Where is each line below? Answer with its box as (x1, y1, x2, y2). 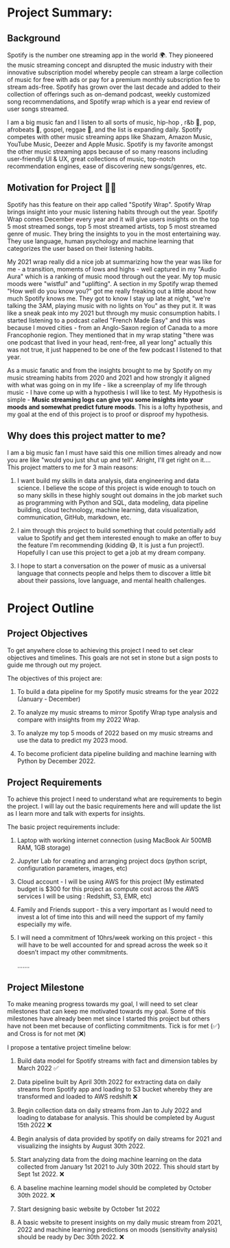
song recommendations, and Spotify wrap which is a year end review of (7, 98, 211, 105)
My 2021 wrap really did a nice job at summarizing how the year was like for (7, 257, 222, 266)
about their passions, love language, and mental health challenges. (16, 576, 207, 584)
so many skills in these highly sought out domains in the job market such (16, 491, 223, 499)
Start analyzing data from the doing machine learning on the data (16, 1156, 202, 1164)
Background (7, 32, 60, 44)
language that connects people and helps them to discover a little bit (16, 569, 211, 577)
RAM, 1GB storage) (16, 843, 71, 852)
